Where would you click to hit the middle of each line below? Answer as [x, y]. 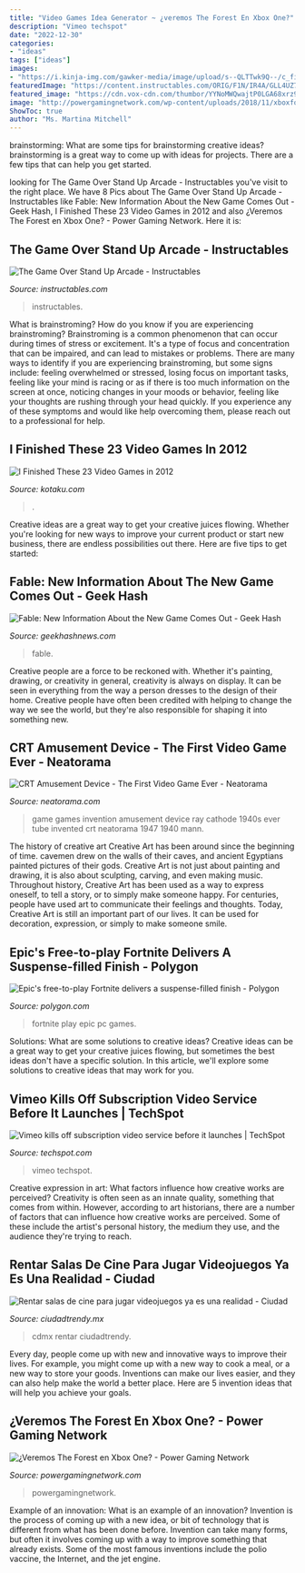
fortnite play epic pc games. [84, 1023]
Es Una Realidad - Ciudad [83, 1279]
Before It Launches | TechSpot [97, 1113]
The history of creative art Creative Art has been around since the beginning [152, 846]
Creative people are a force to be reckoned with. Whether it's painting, [141, 671]
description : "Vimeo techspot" [69, 26]
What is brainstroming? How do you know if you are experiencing [132, 324]
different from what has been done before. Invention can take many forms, [149, 1529]
